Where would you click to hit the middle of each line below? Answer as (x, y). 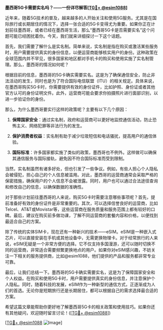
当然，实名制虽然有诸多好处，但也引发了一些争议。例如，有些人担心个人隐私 (81, 169)
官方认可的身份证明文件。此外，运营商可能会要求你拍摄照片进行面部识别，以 (81, 93)
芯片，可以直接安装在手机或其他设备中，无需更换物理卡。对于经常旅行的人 (79, 238)
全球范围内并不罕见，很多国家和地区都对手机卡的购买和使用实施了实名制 (77, 58)
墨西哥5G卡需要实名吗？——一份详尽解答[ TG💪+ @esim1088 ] (66, 8)
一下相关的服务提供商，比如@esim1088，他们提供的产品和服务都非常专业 (82, 256)
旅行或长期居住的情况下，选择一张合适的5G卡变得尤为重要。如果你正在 (80, 24)
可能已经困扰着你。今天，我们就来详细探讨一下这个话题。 (66, 36)
